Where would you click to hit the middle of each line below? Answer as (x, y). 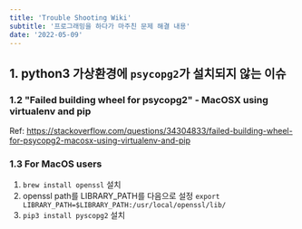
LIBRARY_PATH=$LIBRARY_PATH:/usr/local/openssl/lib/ (124, 205)
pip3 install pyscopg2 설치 (73, 215)
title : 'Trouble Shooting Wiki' (70, 18)
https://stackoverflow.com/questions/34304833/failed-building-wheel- (160, 131)
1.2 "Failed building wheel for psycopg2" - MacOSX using (139, 100)
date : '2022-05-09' (46, 34)
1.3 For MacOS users (56, 164)
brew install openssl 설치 (72, 185)
